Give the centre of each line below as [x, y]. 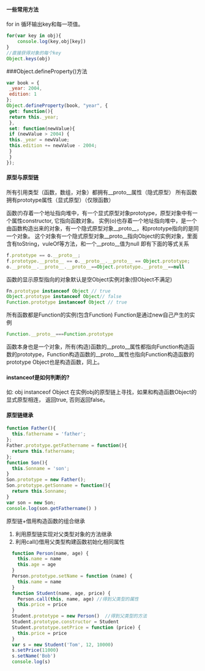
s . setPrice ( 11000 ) [35, 650]
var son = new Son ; [31, 503]
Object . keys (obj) [28, 58]
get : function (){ [31, 111]
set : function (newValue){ [42, 128]
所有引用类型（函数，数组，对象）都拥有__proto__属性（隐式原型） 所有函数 [102, 192]
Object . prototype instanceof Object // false [64, 297]
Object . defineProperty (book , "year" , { [57, 106]
